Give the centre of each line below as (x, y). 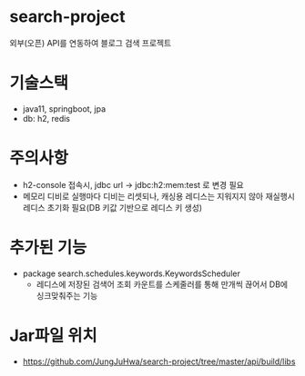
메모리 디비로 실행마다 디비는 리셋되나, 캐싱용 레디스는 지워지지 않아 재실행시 (159, 196)
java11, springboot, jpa (64, 109)
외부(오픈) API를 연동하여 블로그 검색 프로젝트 (91, 43)
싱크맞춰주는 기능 (67, 295)
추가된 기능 (48, 248)
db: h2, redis (46, 118)
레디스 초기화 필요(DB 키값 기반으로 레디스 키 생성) (112, 207)
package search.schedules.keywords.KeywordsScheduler (132, 273)
